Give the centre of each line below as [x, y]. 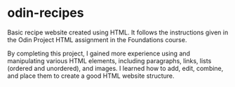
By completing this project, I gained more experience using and [99, 53]
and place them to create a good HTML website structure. [91, 76]
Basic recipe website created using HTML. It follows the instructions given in [118, 32]
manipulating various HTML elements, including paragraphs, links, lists [109, 60]
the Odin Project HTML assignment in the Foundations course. [97, 39]
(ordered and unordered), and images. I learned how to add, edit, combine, [115, 68]
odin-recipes [46, 13]
